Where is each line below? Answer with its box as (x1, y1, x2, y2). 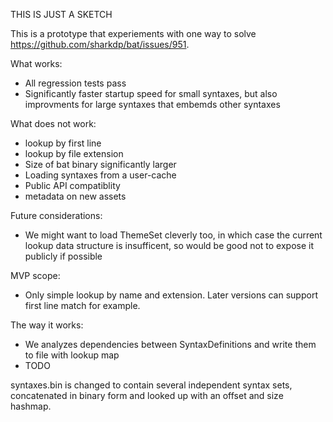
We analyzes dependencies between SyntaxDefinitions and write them (24, 339, 317, 350)
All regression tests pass (24, 77, 127, 89)
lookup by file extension (24, 148, 124, 159)
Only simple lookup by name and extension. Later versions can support (24, 289, 318, 301)
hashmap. (10, 400, 52, 412)
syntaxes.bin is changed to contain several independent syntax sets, (10, 379, 293, 391)
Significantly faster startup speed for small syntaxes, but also (24, 88, 278, 99)
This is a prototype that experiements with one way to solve (10, 28, 257, 39)
